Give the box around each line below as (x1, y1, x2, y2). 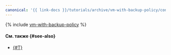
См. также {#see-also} (5, 33, 56, 39)
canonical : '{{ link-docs (5, 7, 60, 13)
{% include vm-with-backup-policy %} (5, 21, 87, 28)
